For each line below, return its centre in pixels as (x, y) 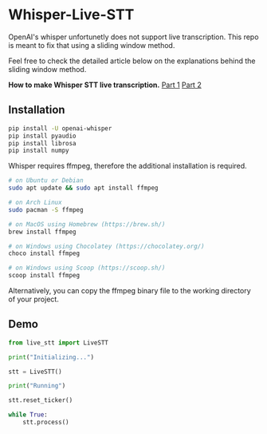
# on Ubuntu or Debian (46, 181)
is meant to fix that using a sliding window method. (92, 45)
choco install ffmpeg (44, 253)
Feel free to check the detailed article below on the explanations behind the (132, 61)
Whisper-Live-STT (71, 15)
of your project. (34, 299)
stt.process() (46, 422)
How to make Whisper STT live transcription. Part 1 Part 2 (105, 85)
